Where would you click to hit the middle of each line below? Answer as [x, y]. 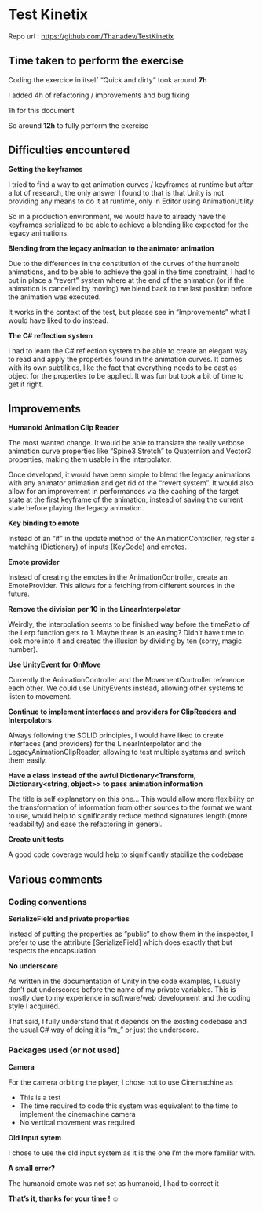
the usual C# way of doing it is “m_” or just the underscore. [103, 1030]
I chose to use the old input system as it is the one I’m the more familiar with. [132, 1153]
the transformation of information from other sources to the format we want [130, 807]
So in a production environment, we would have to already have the [117, 216]
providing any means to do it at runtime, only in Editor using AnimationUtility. [131, 201]
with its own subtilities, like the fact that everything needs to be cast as [123, 368]
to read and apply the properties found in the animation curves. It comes [125, 359]
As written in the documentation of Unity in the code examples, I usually [124, 981]
